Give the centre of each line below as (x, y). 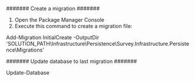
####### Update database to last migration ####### (72, 61)
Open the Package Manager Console (60, 20)
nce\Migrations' (25, 50)
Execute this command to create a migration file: (73, 26)
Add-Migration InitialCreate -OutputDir (53, 37)
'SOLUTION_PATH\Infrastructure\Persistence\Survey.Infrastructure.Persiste (98, 44)
